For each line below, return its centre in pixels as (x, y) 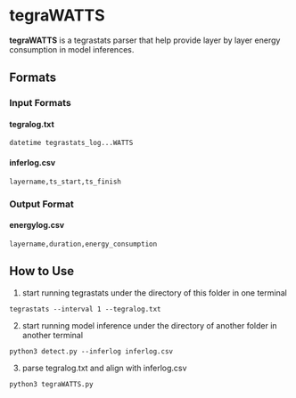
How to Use (42, 271)
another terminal (52, 335)
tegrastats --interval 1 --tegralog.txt (86, 309)
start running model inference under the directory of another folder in (150, 325)
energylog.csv (37, 225)
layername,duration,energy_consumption (83, 244)
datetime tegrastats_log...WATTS (71, 143)
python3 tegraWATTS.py (51, 384)
